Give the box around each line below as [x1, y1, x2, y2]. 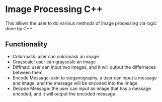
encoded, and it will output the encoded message [12, 90, 116, 96]
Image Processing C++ [5, 4, 103, 15]
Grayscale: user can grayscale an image [12, 59, 96, 65]
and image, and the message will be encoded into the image [12, 80, 137, 86]
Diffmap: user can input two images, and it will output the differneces [12, 64, 156, 70]
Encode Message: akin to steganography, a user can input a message [12, 74, 157, 81]
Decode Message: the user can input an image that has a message [12, 85, 151, 91]
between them [12, 69, 43, 75]
